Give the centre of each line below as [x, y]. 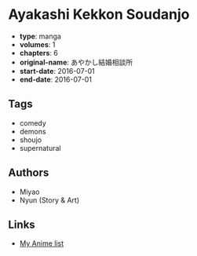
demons [33, 131]
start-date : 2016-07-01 [57, 71]
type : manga [40, 36]
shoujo [30, 140]
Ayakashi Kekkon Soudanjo [99, 15]
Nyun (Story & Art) [49, 200]
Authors [29, 173]
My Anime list [42, 243]
